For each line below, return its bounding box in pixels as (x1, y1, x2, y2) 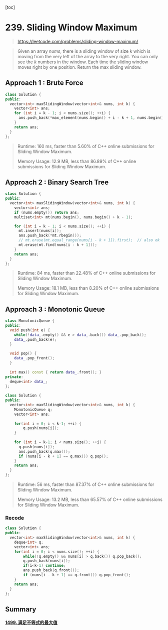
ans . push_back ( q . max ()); (18, 449, 70, 454)
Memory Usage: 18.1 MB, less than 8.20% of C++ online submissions (17, 285, 159, 291)
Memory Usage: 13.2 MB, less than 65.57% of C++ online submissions (17, 496, 162, 502)
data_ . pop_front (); (14, 356, 55, 361)
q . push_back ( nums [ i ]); (23, 558, 70, 564)
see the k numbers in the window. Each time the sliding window (17, 59, 148, 65)
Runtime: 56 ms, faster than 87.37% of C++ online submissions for (17, 481, 154, 487)
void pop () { (9, 351, 37, 356)
